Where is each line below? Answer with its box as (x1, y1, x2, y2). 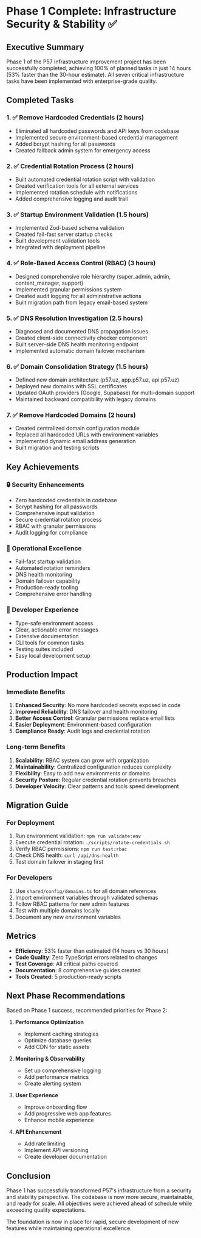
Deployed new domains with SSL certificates (15, 383, 128, 390)
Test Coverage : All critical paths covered (15, 960, 118, 967)
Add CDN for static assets (24, 1044, 89, 1051)
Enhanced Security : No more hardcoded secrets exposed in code (15, 702, 181, 709)
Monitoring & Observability (15, 1055, 85, 1062)
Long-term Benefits (6, 742, 66, 751)
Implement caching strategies (24, 1030, 99, 1037)
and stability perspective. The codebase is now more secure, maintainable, (6, 1194, 194, 1201)
